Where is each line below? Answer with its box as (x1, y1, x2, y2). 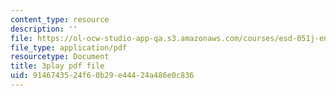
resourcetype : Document (10, 52, 110, 62)
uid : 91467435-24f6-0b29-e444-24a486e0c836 (10, 71, 195, 81)
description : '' (10, 24, 78, 34)
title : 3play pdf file (10, 61, 105, 71)
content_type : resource (10, 14, 110, 25)
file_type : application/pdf (10, 42, 128, 53)
